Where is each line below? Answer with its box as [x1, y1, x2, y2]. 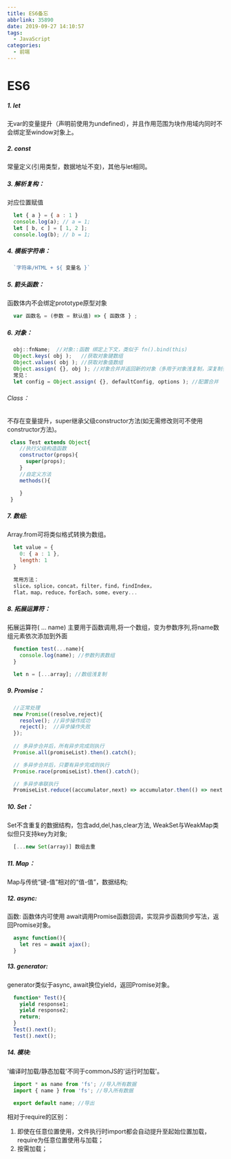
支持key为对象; [25, 830, 67, 838]
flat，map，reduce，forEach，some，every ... [13, 589, 137, 596]
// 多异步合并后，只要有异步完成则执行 [13, 761, 110, 768]
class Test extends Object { [10, 438, 91, 446]
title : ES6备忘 [7, 10, 49, 17]
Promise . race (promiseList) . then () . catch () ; [13, 768, 140, 775]
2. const [7, 144, 31, 152]
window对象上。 [30, 128, 78, 136]
